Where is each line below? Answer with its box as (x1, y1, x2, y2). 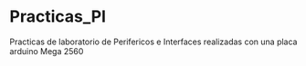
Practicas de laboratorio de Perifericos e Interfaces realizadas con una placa (9, 36, 298, 47)
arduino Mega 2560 (9, 45, 84, 56)
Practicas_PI (9, 6, 107, 27)
